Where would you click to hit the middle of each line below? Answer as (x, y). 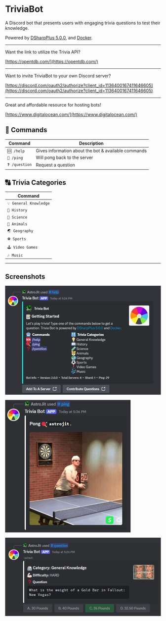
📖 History (17, 210)
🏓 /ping (15, 158)
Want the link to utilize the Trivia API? (43, 52)
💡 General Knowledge (29, 204)
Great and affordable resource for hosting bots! (53, 104)
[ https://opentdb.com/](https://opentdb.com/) (52, 61)
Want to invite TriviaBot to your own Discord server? (58, 76)
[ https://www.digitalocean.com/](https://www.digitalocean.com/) (71, 114)
